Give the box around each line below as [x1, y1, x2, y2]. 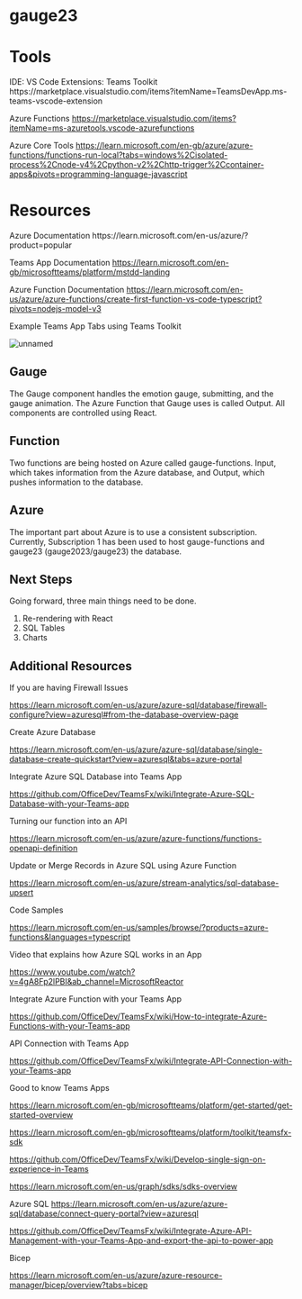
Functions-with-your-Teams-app [9, 1021, 130, 1031]
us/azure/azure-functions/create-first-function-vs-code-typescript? [9, 294, 262, 304]
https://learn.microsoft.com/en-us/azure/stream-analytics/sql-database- [9, 877, 280, 888]
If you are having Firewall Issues [9, 682, 129, 694]
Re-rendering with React [22, 613, 114, 624]
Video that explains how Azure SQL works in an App [9, 949, 202, 960]
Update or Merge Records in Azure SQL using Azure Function [9, 860, 236, 871]
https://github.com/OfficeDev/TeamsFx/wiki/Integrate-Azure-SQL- [9, 789, 254, 800]
